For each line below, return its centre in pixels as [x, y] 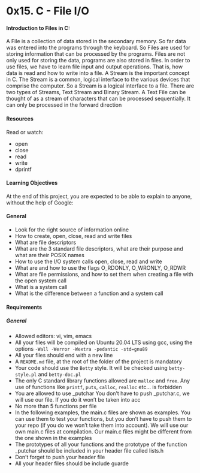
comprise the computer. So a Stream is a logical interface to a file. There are [100, 86]
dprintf [23, 169]
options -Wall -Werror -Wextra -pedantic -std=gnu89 [81, 348]
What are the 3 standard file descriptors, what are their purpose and [99, 249]
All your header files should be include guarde [72, 463]
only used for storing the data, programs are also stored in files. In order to [98, 61]
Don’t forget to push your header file [60, 457]
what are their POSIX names [50, 255]
